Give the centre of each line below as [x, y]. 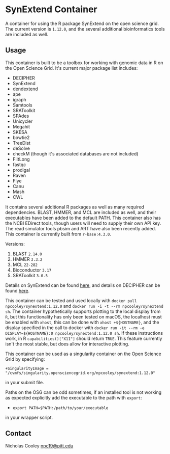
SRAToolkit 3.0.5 [30, 275]
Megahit [21, 126]
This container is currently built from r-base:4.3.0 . [58, 234]
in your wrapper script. [29, 417]
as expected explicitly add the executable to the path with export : [74, 397]
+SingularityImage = [27, 368]
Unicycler [23, 121]
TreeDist [21, 143]
